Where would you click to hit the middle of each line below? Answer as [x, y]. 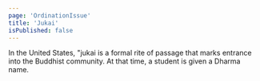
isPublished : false [41, 30]
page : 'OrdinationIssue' [50, 15]
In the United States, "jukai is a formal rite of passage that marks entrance [130, 53]
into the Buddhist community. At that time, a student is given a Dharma [124, 61]
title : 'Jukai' [34, 23]
